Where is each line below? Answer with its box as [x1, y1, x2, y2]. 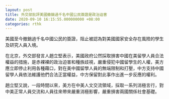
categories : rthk [5, 21, 42, 27]
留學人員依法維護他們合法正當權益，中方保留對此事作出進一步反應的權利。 [5, 71, 159, 78]
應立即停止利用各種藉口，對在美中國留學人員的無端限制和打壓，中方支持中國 [5, 65, 164, 71]
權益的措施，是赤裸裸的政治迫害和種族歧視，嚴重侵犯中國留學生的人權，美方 [5, 59, 164, 65]
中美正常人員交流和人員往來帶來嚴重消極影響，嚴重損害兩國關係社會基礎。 [5, 88, 159, 94]
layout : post [5, 7, 33, 13]
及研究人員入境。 [5, 42, 41, 48]
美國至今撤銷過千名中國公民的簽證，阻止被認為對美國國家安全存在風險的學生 [5, 36, 164, 42]
